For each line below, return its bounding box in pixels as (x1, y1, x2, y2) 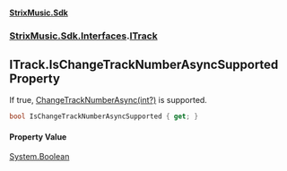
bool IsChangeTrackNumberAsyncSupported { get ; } (9, 112, 199, 121)
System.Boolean (9, 151, 70, 162)
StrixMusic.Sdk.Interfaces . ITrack (9, 30, 159, 42)
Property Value (9, 131, 67, 142)
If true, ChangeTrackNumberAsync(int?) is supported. (9, 95, 208, 106)
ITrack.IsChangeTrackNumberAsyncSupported (9, 56, 279, 72)
